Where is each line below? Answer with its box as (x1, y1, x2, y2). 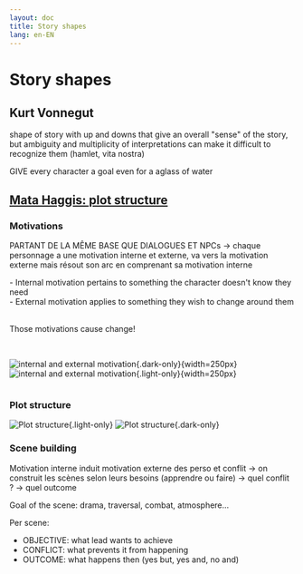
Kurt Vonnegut (9, 105, 95, 121)
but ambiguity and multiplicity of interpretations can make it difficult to (9, 139, 271, 150)
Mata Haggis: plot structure (9, 192, 168, 208)
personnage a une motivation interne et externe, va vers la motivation (9, 250, 269, 261)
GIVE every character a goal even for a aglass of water (9, 166, 213, 177)
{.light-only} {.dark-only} (68, 419, 220, 431)
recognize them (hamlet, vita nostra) (9, 149, 145, 160)
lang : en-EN (9, 30, 54, 39)
